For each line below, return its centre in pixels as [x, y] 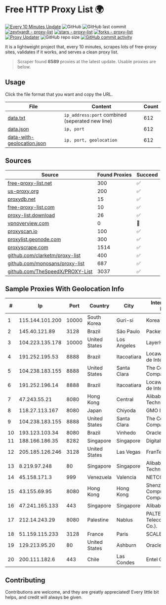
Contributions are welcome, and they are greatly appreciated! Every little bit [82, 592]
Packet [154, 332]
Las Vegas [128, 452]
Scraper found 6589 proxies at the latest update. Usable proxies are [87, 61]
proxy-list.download [31, 215]
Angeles [126, 346]
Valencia [126, 477]
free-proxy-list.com [31, 207]
